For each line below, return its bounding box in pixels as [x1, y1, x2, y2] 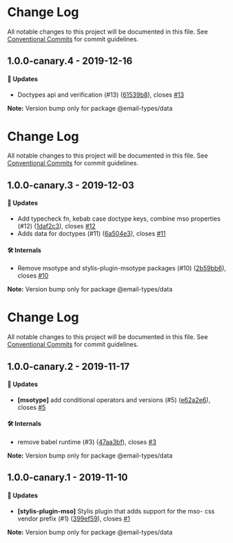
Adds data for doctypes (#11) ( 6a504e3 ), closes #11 [17, 229, 167, 238]
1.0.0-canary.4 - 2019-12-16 [7, 55, 133, 67]
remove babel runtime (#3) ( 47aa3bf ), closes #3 [17, 438, 157, 446]
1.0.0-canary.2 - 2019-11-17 [7, 360, 130, 372]
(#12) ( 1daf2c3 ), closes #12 [17, 222, 96, 231]
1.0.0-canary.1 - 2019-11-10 [7, 472, 128, 483]
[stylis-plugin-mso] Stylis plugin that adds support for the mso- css [17, 507, 215, 515]
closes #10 [17, 271, 49, 280]
